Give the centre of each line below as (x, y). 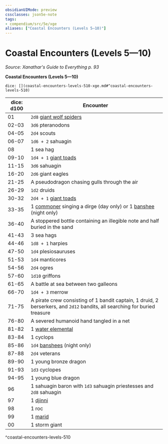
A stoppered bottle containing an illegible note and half (95, 221)
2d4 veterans (45, 353)
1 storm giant (46, 425)
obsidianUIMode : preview (31, 10)
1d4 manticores (48, 260)
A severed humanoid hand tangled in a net (80, 321)
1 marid (40, 417)
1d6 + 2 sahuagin (51, 142)
